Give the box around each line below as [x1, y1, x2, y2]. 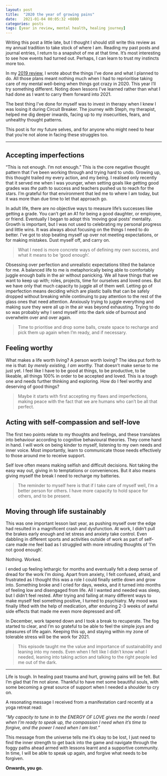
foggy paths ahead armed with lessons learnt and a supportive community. [5, 745, 159, 751]
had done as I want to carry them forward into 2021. [5, 92, 112, 97]
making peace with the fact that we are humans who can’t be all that [17, 398, 158, 404]
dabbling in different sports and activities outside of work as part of [5, 536, 143, 542]
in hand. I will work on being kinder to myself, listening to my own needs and [5, 442, 162, 448]
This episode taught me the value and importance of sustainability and [17, 644, 162, 650]
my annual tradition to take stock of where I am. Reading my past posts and [5, 45, 160, 51]
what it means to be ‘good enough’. [17, 252, 90, 258]
